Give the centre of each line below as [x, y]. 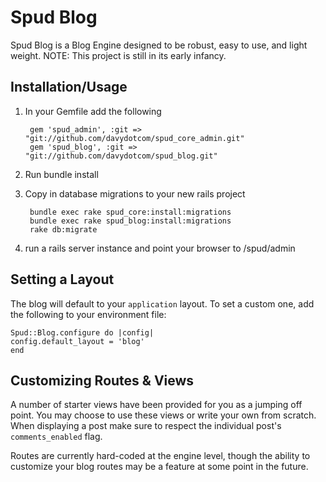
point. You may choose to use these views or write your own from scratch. [163, 415]
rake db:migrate [63, 229]
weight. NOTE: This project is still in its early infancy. [118, 55]
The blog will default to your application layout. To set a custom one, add [162, 303]
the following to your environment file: [88, 314]
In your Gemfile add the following [93, 111]
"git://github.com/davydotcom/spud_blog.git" [121, 156]
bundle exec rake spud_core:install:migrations [130, 212]
